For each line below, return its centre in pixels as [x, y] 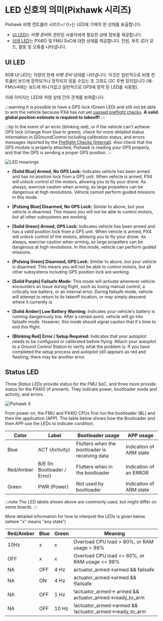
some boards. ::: [21, 507]
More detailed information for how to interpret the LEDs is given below [75, 516]
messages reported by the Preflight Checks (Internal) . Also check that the [79, 142]
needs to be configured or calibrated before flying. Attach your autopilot [84, 341]
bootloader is [91, 449]
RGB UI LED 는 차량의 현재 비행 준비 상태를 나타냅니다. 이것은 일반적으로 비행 [78, 75]
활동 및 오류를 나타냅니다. [43, 47]
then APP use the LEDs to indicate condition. [50, 423]
